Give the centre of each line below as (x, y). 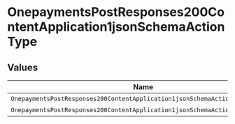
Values (23, 67)
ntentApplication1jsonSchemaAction (116, 27)
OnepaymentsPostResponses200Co (116, 12)
